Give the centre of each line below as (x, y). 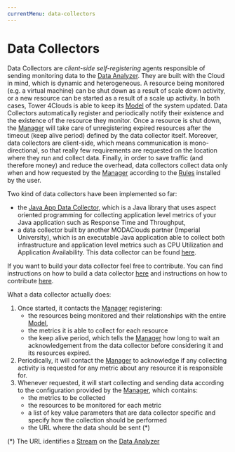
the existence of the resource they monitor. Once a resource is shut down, (115, 120)
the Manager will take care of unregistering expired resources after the (109, 128)
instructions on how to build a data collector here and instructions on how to (117, 273)
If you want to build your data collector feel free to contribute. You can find (115, 266)
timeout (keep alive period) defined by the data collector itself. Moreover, (113, 135)
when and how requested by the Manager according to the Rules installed (114, 172)
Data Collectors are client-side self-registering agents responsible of (106, 68)
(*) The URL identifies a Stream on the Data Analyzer (83, 441)
